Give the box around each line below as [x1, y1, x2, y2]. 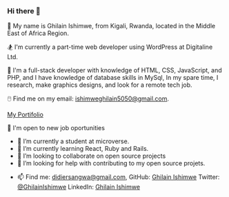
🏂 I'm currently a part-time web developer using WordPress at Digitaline [7, 43, 213, 51]
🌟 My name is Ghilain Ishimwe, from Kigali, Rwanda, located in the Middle [7, 22, 216, 30]
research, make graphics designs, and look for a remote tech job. [7, 81, 192, 89]
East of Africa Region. [7, 29, 69, 37]
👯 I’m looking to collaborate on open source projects [17, 152, 166, 160]
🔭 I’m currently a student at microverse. [17, 137, 130, 145]
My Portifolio [7, 110, 43, 119]
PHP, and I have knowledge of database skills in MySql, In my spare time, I [7, 74, 219, 82]
